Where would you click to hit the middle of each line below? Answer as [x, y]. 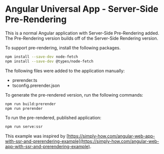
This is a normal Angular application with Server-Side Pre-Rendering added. [82, 33]
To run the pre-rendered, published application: [53, 118]
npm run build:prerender [31, 104]
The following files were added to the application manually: [65, 71]
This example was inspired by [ [37, 136]
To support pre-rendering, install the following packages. [63, 48]
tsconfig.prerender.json [36, 85]
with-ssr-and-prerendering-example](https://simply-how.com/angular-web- [82, 141]
